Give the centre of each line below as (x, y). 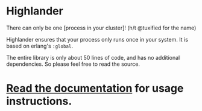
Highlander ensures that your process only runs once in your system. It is (97, 39)
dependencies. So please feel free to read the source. (73, 64)
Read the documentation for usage (95, 88)
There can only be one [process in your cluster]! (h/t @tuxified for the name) (101, 28)
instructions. (39, 101)
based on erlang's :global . (40, 46)
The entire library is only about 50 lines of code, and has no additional (93, 57)
